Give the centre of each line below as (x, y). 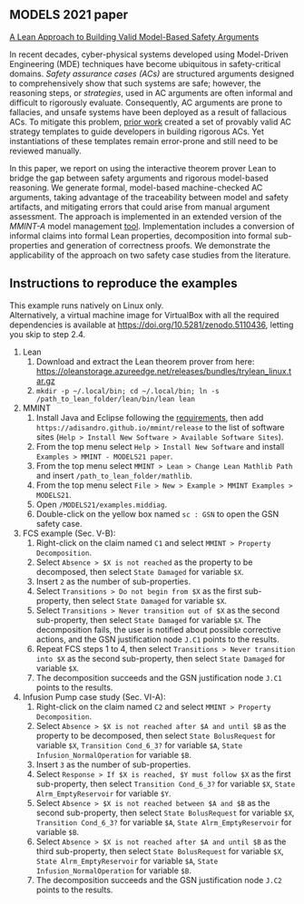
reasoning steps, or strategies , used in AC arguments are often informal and (151, 92)
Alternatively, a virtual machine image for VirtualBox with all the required (144, 315)
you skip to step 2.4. (48, 334)
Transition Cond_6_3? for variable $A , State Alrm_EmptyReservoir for (164, 822)
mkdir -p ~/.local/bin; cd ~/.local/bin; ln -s (127, 391)
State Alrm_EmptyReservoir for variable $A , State (127, 860)
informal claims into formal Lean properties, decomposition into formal (141, 236)
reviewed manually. (45, 151)
